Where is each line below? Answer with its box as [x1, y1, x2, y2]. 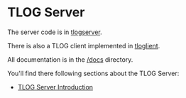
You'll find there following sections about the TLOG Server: [7, 69, 180, 77]
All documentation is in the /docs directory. [7, 55, 133, 64]
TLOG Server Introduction [17, 82, 94, 91]
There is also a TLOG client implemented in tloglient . [7, 41, 160, 50]
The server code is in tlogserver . [7, 28, 103, 36]
